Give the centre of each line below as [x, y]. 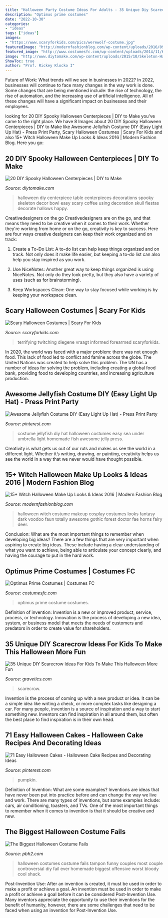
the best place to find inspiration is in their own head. [60, 719]
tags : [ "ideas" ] [22, 33]
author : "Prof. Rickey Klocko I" [40, 66]
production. [17, 378]
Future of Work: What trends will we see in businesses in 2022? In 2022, [80, 80]
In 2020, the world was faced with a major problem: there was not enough [81, 352]
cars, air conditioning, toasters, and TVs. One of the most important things [82, 805]
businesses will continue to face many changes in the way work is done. [79, 85]
